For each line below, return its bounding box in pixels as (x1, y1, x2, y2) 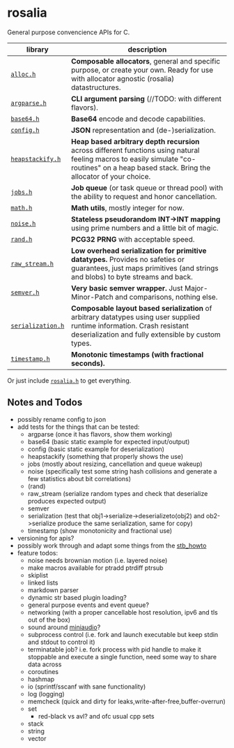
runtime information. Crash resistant (70, 321, 189, 330)
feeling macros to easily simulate (70, 154, 179, 163)
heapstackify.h (10, 155, 61, 163)
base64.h (10, 115, 40, 123)
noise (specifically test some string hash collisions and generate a (27, 467, 217, 476)
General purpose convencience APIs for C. (7, 28, 130, 36)
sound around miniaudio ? (27, 623, 101, 631)
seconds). (70, 358, 106, 368)
